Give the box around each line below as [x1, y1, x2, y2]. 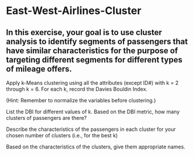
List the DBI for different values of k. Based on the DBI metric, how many [6, 108, 180, 115]
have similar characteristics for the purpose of [6, 46, 178, 56]
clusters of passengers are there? [6, 115, 87, 121]
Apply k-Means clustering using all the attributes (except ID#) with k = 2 [6, 79, 179, 86]
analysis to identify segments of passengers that [6, 36, 188, 46]
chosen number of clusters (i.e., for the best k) [6, 132, 118, 138]
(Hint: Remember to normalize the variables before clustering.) [6, 97, 156, 103]
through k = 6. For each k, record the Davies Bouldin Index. [6, 86, 147, 92]
